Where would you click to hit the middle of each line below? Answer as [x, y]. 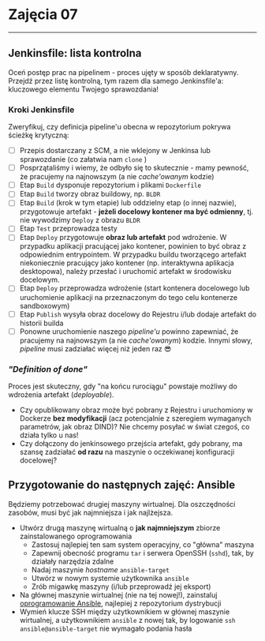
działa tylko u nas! [49, 435]
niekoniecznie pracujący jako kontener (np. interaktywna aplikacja [127, 263]
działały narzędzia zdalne [73, 561]
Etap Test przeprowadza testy [69, 229]
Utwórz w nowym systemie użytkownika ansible [110, 578]
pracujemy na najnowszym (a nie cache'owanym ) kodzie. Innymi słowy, [136, 340]
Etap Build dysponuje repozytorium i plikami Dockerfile [110, 185]
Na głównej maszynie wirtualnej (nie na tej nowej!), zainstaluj [118, 594]
